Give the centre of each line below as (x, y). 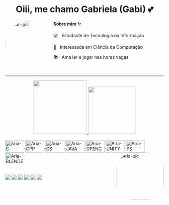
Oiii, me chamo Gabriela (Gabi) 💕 (84, 9)
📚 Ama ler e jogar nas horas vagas (91, 57)
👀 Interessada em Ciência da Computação (98, 47)
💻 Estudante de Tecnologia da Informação (99, 36)
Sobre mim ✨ (67, 24)
